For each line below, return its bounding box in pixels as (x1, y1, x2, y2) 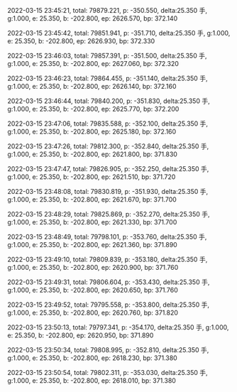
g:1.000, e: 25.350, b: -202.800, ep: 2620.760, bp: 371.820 (7, 308, 179, 317)
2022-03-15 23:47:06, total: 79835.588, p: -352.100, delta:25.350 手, (7, 119, 208, 128)
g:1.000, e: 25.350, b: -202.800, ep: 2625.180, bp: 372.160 (7, 127, 177, 136)
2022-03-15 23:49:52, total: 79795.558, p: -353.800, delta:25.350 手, (7, 300, 210, 309)
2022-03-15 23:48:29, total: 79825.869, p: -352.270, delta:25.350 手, (7, 210, 210, 218)
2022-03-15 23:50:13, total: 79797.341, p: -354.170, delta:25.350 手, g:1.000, (7, 323, 229, 332)
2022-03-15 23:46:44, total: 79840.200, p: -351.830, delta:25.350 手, (7, 97, 211, 105)
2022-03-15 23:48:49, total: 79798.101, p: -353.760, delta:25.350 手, (7, 233, 207, 241)
